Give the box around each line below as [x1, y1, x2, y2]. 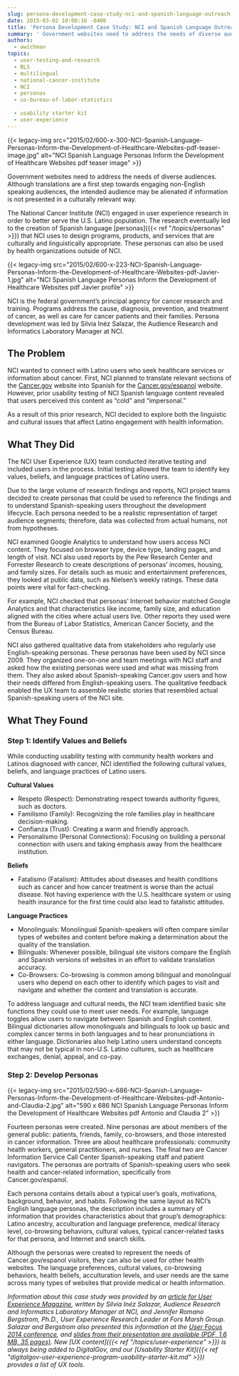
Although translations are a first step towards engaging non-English [7, 179, 206, 188]
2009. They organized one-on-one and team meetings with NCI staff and [7, 656, 222, 665]
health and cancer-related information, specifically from [7, 1168, 171, 1177]
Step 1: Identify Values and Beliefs [7, 735, 127, 745]
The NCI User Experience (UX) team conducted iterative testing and [7, 457, 206, 466]
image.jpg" [7, 151, 40, 159]
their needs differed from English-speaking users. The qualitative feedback [7, 678, 228, 687]
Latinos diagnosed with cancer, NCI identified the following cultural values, [7, 759, 227, 768]
